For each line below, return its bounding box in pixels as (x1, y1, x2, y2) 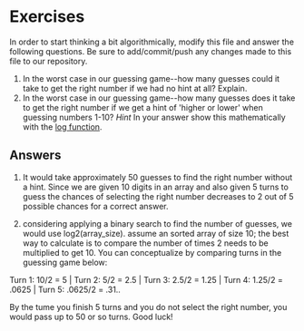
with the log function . (22, 121, 103, 132)
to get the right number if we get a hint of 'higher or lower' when (22, 102, 263, 112)
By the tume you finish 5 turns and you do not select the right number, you (9, 301, 288, 312)
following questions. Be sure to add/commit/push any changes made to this (9, 45, 292, 56)
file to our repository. (9, 55, 88, 66)
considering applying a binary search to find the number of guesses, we (22, 218, 293, 229)
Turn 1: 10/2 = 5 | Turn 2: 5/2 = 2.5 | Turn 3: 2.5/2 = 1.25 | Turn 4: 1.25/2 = (9, 274, 283, 285)
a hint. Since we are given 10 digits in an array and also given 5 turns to (22, 181, 289, 192)
